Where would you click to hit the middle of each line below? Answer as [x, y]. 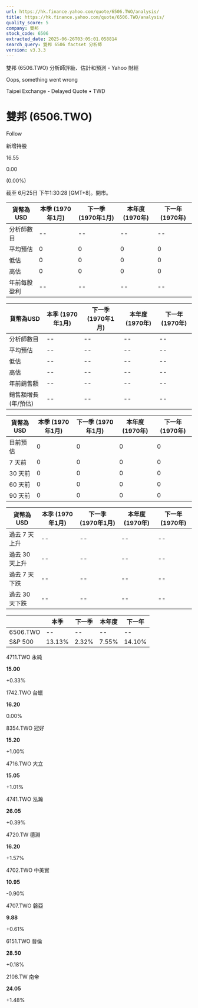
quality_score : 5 [27, 22]
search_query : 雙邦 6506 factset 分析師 [54, 45]
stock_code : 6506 [27, 34]
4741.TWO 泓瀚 [24, 799]
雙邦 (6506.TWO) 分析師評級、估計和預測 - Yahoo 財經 [72, 67]
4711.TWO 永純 [24, 657]
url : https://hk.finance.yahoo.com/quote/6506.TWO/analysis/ [83, 12]
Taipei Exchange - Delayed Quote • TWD [56, 91]
